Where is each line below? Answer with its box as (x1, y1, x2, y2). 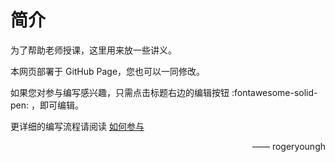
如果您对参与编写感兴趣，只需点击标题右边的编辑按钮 (10, 86, 230, 98)
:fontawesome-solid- (231, 86, 318, 98)
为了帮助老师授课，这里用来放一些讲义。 (10, 44, 177, 56)
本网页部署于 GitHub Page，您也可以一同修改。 (10, 65, 206, 77)
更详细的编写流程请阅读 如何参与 (10, 120, 145, 132)
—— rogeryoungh (251, 140, 326, 152)
